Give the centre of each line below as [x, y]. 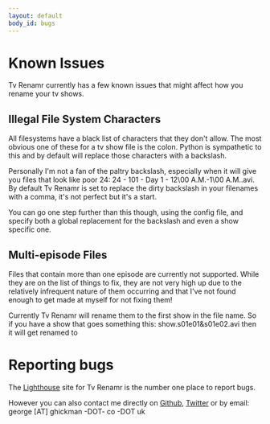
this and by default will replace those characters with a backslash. [118, 156]
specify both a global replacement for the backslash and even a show [124, 221]
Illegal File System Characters [85, 119]
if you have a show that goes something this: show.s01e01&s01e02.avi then [133, 324]
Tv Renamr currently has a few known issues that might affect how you [126, 85]
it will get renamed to [43, 333]
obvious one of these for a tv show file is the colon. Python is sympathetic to [135, 147]
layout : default [35, 16]
